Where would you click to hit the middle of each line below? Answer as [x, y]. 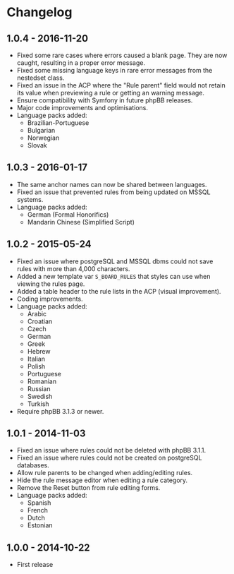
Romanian [42, 381]
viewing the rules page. [51, 284]
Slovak [37, 145]
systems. [30, 199]
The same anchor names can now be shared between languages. [112, 184]
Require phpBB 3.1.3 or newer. [60, 411]
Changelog [39, 12]
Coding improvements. [50, 299]
